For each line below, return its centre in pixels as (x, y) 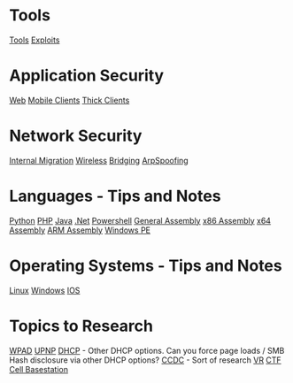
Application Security (87, 76)
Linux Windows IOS (45, 290)
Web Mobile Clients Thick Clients (69, 100)
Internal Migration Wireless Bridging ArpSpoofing (99, 160)
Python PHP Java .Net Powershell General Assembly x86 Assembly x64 (140, 220)
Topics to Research (81, 326)
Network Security (76, 136)
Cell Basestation (39, 369)
